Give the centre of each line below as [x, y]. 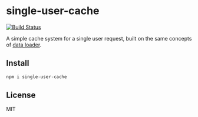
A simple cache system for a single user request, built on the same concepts [99, 38]
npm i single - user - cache [37, 77]
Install [18, 63]
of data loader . [24, 45]
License [21, 95]
